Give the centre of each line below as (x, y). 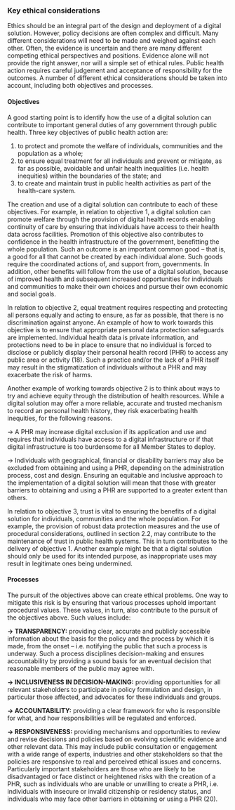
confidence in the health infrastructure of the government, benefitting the (113, 242)
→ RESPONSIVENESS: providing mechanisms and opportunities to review (114, 731)
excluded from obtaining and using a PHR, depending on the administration (116, 468)
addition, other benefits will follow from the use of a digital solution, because (118, 271)
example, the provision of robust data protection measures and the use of (114, 526)
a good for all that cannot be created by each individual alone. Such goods (115, 256)
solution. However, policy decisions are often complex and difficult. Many (113, 33)
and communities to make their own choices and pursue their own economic (118, 286)
